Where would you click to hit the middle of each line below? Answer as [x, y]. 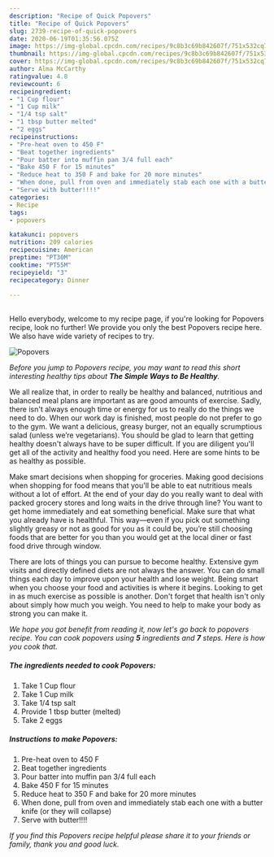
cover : [20, 62]
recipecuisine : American [51, 250]
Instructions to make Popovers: [63, 739]
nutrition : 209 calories [51, 242]
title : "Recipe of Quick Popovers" [70, 24]
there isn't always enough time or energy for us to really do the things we [132, 409]
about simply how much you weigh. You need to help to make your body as [135, 605]
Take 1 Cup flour [48, 686]
